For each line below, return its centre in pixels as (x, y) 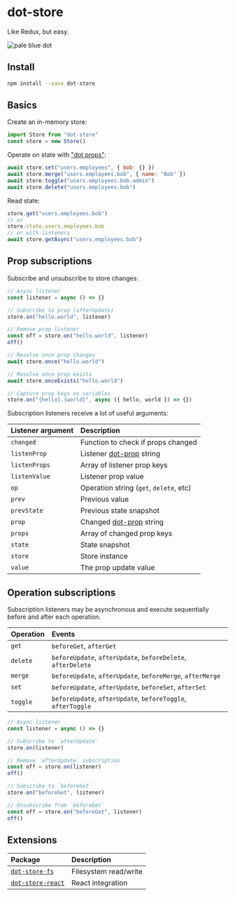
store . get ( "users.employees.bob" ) (58, 213)
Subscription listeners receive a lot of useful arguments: (88, 413)
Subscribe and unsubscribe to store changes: (73, 278)
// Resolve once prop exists (50, 374)
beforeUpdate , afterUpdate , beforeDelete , (119, 657)
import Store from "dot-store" (53, 135)
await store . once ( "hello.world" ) (56, 362)
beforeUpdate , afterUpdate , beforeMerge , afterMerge (136, 676)
